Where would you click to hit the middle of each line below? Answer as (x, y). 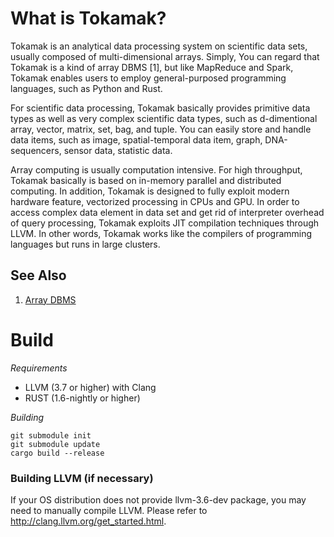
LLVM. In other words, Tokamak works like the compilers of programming (161, 233)
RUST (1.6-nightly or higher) (82, 398)
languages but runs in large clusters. (85, 244)
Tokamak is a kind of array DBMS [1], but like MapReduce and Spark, (152, 67)
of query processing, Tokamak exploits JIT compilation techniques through (165, 223)
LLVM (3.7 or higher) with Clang (90, 387)
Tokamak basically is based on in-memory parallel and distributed (146, 180)
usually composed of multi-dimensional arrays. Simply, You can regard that (165, 56)
